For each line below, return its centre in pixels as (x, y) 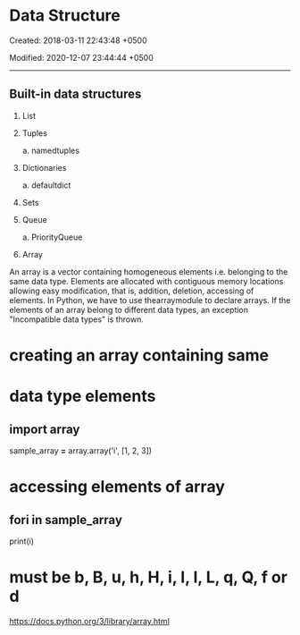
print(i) (21, 541)
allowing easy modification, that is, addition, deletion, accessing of (132, 291)
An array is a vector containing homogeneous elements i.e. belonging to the (149, 271)
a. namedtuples (51, 150)
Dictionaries (44, 167)
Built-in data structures (75, 94)
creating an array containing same (139, 355)
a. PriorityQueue (52, 237)
